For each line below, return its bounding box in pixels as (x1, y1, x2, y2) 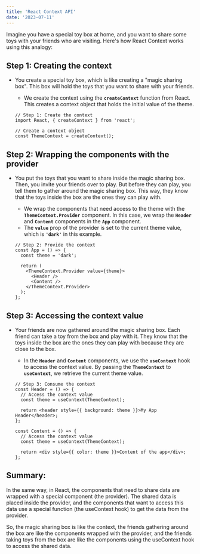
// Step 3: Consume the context (14, 381, 96, 387)
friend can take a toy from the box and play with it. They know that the (14, 333, 188, 340)
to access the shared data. (6, 542, 72, 549)
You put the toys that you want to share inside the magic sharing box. (14, 174, 186, 182)
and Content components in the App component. (23, 218, 141, 225)
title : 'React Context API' (6, 8, 76, 15)
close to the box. (14, 345, 57, 352)
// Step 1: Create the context (14, 112, 93, 118)
